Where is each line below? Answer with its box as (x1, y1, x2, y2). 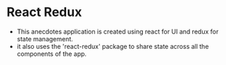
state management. (16, 34, 73, 43)
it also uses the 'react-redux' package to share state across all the (16, 42, 209, 50)
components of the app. (16, 50, 87, 58)
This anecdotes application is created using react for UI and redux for (16, 27, 219, 36)
